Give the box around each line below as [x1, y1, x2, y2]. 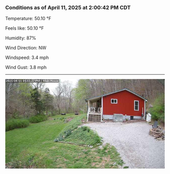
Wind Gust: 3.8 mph [5, 65, 47, 71]
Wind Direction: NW [5, 45, 47, 51]
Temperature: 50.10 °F [5, 16, 52, 22]
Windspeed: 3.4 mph [5, 54, 49, 61]
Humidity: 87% [5, 35, 36, 41]
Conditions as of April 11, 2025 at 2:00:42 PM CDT [5, 4, 131, 11]
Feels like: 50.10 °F [5, 25, 44, 31]
